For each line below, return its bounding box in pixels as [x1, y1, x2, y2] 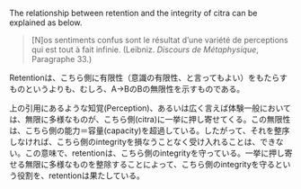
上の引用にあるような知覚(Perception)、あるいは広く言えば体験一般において [9, 103, 292, 113]
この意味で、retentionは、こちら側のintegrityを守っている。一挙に [24, 148, 270, 158]
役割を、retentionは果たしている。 [16, 170, 146, 181]
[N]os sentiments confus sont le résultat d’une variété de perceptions [31, 35, 289, 45]
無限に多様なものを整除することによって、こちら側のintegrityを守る [24, 159, 276, 169]
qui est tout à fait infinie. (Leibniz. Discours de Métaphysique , [31, 44, 259, 55]
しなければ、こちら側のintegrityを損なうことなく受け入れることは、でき [9, 137, 276, 147]
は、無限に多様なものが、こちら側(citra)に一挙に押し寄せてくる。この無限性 [9, 114, 291, 124]
